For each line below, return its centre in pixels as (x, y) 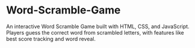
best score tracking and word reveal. (51, 39)
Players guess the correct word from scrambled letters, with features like (95, 32)
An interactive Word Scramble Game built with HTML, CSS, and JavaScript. (98, 26)
